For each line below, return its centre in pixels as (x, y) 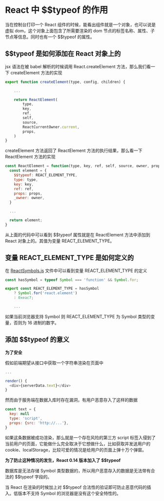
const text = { (20, 409)
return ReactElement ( (36, 100)
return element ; (26, 220)
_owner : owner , (29, 198)
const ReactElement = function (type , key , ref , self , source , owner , (77, 166)
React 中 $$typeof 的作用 (57, 10)
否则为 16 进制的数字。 (36, 323)
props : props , (28, 193)
